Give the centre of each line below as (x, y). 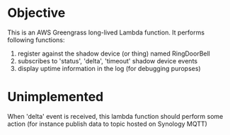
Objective (36, 13)
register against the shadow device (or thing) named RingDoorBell (114, 53)
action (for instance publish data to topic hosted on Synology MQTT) (107, 124)
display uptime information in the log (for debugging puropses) (109, 68)
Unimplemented (56, 97)
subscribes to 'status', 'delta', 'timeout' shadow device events (108, 60)
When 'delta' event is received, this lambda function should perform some (115, 116)
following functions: (36, 39)
